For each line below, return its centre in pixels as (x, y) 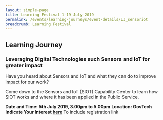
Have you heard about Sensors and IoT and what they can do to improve (81, 76)
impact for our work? (27, 82)
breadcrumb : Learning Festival (38, 24)
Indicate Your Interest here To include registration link (62, 112)
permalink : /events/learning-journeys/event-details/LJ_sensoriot (77, 19)
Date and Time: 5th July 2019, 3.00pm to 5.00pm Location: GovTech (79, 106)
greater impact (24, 65)
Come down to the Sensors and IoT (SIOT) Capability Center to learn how (82, 91)
